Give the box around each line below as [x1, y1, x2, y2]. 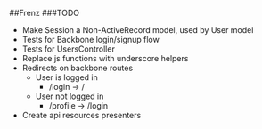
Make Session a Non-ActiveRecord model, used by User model [21, 25, 254, 35]
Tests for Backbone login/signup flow [21, 35, 160, 44]
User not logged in [35, 91, 104, 101]
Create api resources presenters [21, 110, 142, 120]
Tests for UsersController [21, 44, 116, 54]
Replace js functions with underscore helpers [21, 53, 189, 63]
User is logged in [35, 72, 98, 83]
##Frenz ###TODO [9, 8, 80, 18]
